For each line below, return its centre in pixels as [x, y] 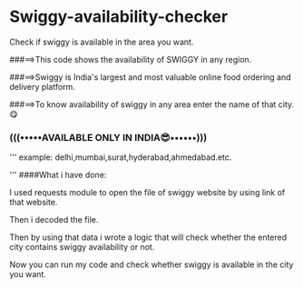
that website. [34, 203]
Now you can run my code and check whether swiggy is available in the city [151, 264]
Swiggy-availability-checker [119, 17]
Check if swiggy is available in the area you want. [102, 42]
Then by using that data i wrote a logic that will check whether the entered [148, 237]
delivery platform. [42, 86]
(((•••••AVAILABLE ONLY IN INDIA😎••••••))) [108, 137]
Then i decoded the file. [54, 220]
